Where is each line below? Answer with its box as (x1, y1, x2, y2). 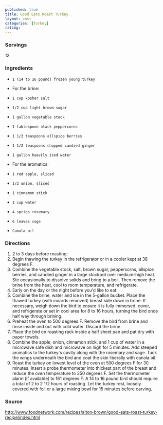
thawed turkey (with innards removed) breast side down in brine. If (12, 298, 146, 304)
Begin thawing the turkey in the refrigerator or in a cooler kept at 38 (12, 256, 148, 262)
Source (5, 398, 23, 405)
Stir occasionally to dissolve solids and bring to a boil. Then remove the (12, 277, 155, 283)
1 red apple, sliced (12, 172, 54, 177)
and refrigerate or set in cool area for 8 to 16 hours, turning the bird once (12, 308, 158, 314)
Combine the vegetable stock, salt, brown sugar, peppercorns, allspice (12, 267, 154, 272)
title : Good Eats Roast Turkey (5, 12, 69, 17)
